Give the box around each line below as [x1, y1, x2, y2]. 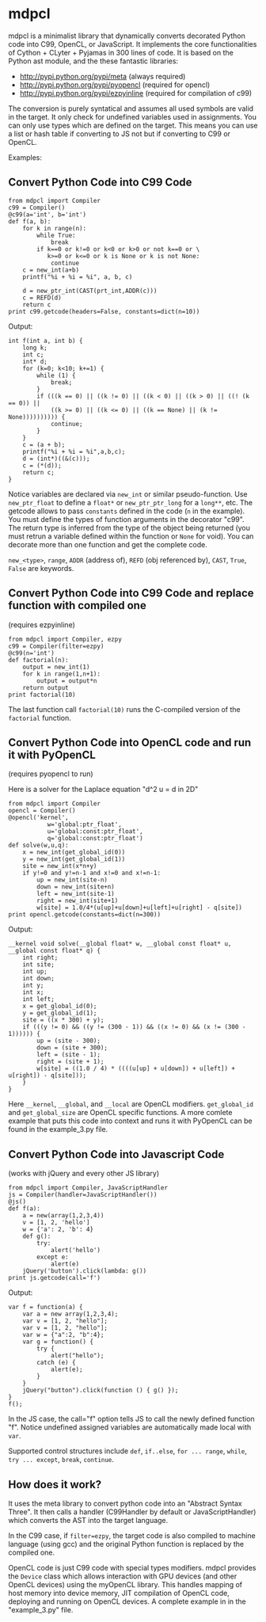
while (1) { [36, 371, 77, 379]
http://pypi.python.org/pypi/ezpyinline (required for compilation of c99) [19, 88, 252, 97]
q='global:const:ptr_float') [47, 835, 144, 843]
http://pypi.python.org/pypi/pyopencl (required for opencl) [19, 80, 211, 89]
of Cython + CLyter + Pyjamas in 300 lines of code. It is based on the [8, 48, 234, 57]
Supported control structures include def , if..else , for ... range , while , [8, 1446, 247, 1456]
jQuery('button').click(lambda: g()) [22, 1267, 147, 1275]
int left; [22, 996, 55, 1003]
